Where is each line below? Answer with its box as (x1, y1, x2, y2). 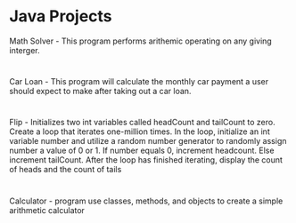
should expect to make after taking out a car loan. (9, 86, 192, 97)
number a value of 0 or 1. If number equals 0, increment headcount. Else (9, 145, 275, 156)
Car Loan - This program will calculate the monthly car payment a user (9, 76, 269, 87)
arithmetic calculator (9, 204, 85, 215)
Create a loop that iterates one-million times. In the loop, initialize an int (9, 126, 270, 137)
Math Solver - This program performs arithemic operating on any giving (9, 36, 272, 46)
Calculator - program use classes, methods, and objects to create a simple (9, 195, 284, 206)
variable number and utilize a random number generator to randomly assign (9, 136, 287, 147)
